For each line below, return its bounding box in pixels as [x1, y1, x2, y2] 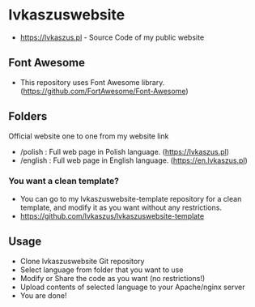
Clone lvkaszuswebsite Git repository [19, 256, 145, 266]
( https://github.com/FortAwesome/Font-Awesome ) [19, 86, 189, 96]
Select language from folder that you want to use [19, 265, 184, 275]
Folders [8, 109, 48, 123]
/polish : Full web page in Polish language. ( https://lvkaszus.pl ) [19, 147, 229, 156]
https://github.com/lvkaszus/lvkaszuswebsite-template [19, 211, 205, 220]
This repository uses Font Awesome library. [19, 77, 165, 87]
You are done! [19, 290, 67, 301]
